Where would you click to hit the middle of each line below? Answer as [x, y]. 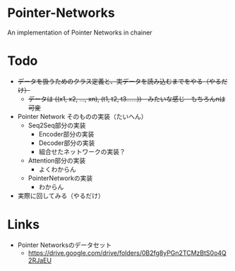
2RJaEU [40, 260]
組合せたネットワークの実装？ [82, 151]
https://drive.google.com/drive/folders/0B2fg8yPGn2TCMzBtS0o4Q [127, 253]
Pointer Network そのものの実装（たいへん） [82, 116]
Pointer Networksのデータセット [65, 245]
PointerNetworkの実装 [60, 178]
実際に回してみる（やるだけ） [61, 196]
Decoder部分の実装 [67, 143]
